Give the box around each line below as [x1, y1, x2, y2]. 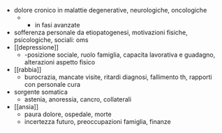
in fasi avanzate [34, 21, 80, 29]
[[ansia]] [13, 103, 38, 111]
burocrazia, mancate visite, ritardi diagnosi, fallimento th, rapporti [24, 73, 213, 81]
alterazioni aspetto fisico [24, 58, 96, 66]
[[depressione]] [13, 43, 59, 51]
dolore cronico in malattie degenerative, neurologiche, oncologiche [13, 6, 207, 14]
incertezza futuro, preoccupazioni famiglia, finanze [24, 118, 171, 125]
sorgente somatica [13, 87, 68, 96]
